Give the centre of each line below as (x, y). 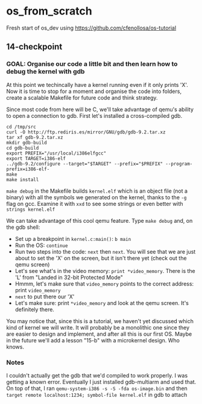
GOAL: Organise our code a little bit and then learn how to (92, 64)
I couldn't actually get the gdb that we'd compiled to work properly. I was (97, 375)
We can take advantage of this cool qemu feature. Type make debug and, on (99, 220)
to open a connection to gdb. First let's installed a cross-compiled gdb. (94, 115)
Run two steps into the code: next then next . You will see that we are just (105, 251)
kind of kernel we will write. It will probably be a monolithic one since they (98, 327)
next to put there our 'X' (45, 297)
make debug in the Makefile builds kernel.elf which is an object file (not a (97, 191)
